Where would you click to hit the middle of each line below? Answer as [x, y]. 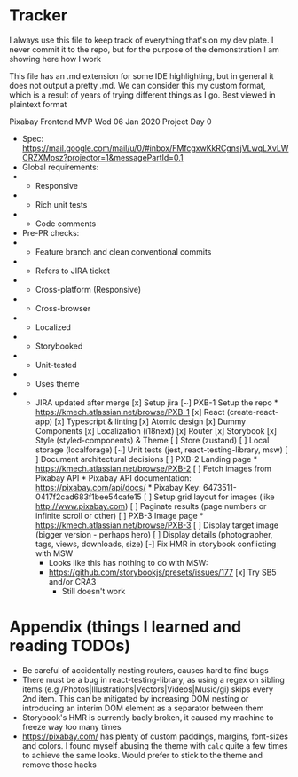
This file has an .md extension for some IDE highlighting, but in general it [141, 75]
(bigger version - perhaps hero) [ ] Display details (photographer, [154, 534]
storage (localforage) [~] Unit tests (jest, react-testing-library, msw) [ [161, 450]
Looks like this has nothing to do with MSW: [128, 562]
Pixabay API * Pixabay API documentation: [114, 478]
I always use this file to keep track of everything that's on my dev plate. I [141, 40]
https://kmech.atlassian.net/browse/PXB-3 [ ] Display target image [157, 525]
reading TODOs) [70, 646]
